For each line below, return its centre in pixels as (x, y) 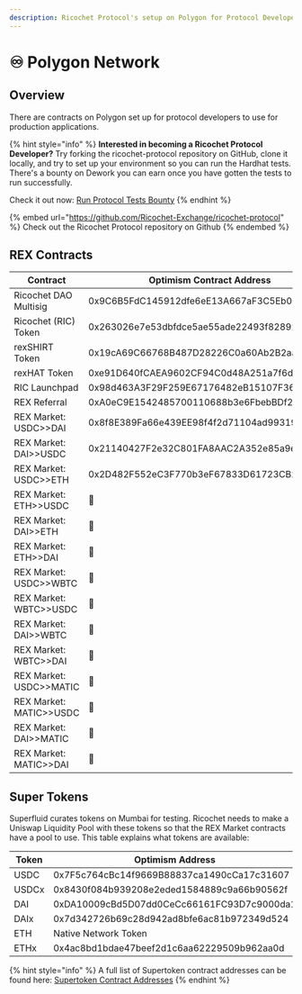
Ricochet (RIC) (45, 321)
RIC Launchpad (46, 388)
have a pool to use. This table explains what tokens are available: (129, 837)
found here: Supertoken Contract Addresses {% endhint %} (120, 980)
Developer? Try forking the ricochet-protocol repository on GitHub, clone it (149, 153)
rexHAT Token (44, 373)
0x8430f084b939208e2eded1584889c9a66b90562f (171, 890)
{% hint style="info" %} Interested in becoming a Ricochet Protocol (136, 144)
